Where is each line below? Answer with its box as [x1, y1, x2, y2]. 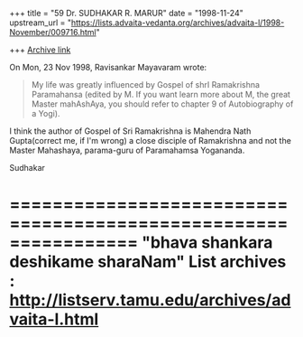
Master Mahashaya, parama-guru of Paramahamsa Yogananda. [9, 145, 245, 155]
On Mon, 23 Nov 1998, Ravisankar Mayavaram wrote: [9, 62, 207, 72]
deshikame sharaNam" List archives [9, 252, 287, 272]
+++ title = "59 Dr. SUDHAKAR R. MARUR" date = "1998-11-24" [9, 8, 243, 18]
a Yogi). [31, 108, 60, 118]
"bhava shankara [141, 232, 273, 253]
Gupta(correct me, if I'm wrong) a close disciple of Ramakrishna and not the [9, 136, 291, 145]
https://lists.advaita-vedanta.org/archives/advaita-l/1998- [70, 17, 285, 28]
